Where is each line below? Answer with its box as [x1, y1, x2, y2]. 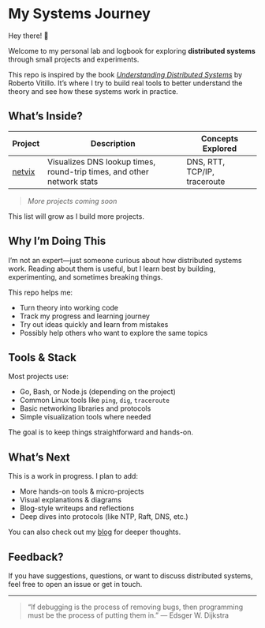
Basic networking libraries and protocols [19, 404, 151, 413]
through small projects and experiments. [8, 55, 140, 64]
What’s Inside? [8, 110, 83, 123]
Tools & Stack [8, 351, 77, 364]
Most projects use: [8, 372, 69, 382]
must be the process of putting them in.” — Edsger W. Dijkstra [27, 611, 230, 620]
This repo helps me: [8, 288, 73, 297]
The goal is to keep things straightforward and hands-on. [8, 427, 194, 437]
